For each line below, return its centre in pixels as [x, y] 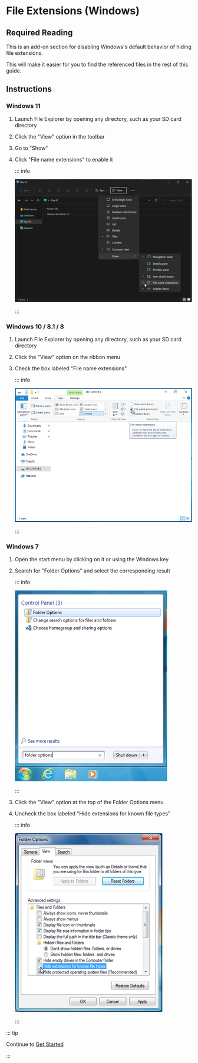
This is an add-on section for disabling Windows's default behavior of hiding [99, 47]
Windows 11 [23, 106]
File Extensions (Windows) [73, 11]
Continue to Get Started [35, 1044]
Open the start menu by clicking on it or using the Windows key [92, 560]
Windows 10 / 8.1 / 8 [35, 327]
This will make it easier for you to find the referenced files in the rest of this [97, 64]
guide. [14, 71]
